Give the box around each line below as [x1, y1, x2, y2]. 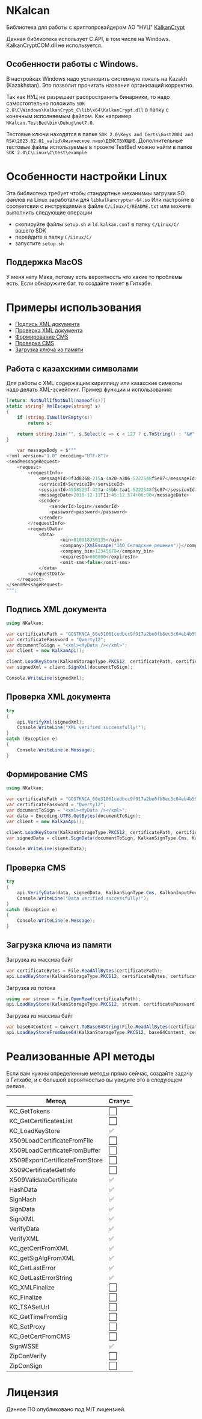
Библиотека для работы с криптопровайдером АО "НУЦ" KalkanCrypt [6, 23, 185, 31]
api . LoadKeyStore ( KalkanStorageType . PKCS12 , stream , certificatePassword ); [6, 1001, 200, 1007]
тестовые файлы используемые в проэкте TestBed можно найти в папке [6, 143, 192, 151]
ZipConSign [9, 1362, 43, 1370]
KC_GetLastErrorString [9, 1274, 73, 1282]
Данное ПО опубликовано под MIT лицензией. [6, 1405, 126, 1413]
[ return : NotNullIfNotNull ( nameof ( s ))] [6, 398, 106, 404]
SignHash [9, 1195, 37, 1203]
